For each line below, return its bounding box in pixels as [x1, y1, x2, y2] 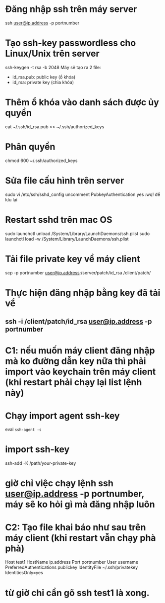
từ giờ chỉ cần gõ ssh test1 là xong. [5, 587, 150, 599]
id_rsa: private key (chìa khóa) [12, 79, 74, 85]
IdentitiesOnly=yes [5, 570, 43, 576]
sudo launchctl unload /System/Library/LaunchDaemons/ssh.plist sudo [5, 230, 150, 237]
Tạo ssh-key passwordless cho [5, 37, 136, 49]
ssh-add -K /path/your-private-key [5, 460, 76, 466]
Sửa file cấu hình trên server [5, 175, 124, 186]
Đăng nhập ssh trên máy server [5, 3, 137, 15]
